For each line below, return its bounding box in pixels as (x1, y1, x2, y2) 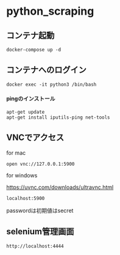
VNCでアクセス (6, 133, 65, 143)
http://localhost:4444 (6, 243, 64, 249)
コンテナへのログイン (6, 65, 86, 75)
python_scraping (6, 4, 94, 18)
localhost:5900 (6, 195, 45, 201)
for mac (6, 149, 26, 157)
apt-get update (6, 109, 45, 116)
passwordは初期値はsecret (6, 207, 74, 214)
